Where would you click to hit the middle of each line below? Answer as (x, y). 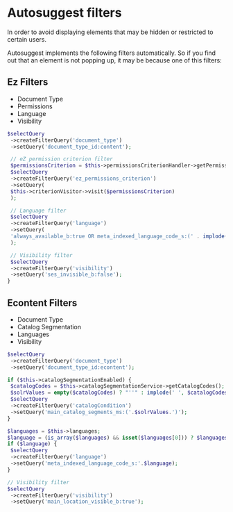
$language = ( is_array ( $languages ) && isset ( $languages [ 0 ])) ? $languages (118, 438)
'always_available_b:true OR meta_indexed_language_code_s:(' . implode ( (119, 236)
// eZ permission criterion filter (61, 159)
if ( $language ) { (32, 444)
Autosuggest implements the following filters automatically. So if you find (112, 53)
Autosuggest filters (64, 13)
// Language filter (38, 210)
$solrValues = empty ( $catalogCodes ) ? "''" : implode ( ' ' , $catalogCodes (119, 393)
